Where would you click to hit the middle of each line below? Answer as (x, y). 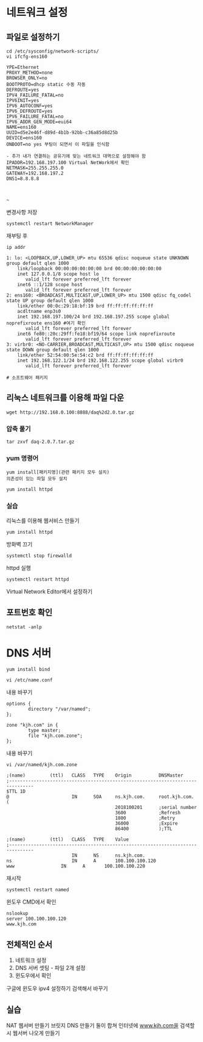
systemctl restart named (38, 890)
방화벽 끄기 (19, 544)
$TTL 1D (16, 792)
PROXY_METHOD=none (29, 73)
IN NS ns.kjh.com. (108, 856)
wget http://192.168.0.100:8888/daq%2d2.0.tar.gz (71, 412)
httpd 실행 (19, 567)
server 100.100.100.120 (36, 919)
